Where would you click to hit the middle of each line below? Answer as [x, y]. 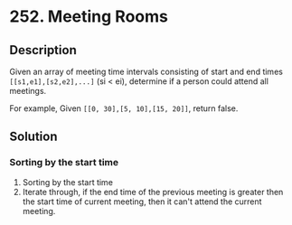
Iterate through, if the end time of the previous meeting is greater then [153, 192]
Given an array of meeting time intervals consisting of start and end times [146, 71]
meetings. [28, 91]
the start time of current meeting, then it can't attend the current [142, 202]
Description [43, 50]
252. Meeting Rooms [89, 17]
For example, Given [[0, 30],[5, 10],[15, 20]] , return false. [124, 108]
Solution [33, 137]
